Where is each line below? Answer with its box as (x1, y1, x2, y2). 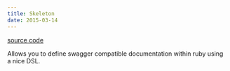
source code (7, 35, 44, 44)
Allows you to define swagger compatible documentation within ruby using (7, 49, 224, 58)
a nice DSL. (7, 56, 41, 65)
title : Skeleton (7, 10, 55, 17)
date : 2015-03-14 (7, 17, 58, 24)
